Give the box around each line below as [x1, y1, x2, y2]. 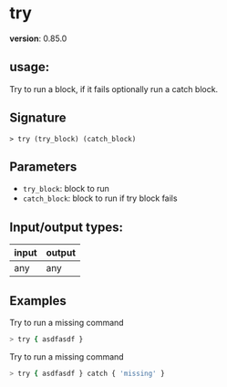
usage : [9, 59, 50, 75]
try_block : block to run [22, 183, 109, 194]
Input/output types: [9, 219, 124, 235]
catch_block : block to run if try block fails [22, 193, 178, 204]
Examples [9, 293, 67, 309]
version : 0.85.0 [9, 33, 67, 44]
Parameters [9, 159, 77, 174]
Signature [9, 110, 67, 126]
